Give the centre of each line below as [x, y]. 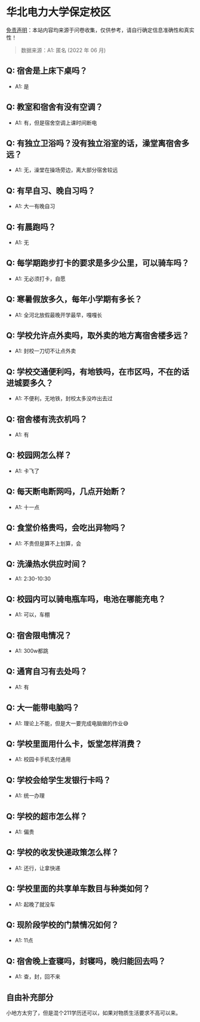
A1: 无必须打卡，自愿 [40, 278]
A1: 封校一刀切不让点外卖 [45, 351]
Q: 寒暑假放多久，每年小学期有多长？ [74, 299]
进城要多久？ [30, 383]
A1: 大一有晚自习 [35, 206]
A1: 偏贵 [24, 832]
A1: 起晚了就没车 [35, 904]
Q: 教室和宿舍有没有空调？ [55, 107]
